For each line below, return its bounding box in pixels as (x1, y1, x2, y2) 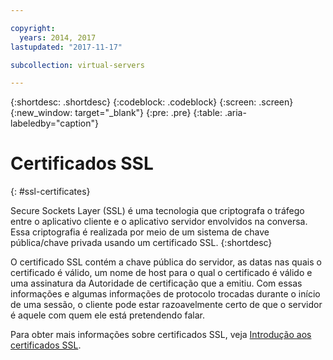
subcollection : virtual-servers (10, 60, 145, 70)
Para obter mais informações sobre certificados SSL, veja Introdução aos (10, 329, 312, 341)
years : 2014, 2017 (19, 32, 97, 43)
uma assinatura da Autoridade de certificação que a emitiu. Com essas (10, 277, 303, 290)
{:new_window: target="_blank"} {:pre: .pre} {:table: (10, 107, 223, 119)
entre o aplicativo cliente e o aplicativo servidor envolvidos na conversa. (10, 216, 308, 228)
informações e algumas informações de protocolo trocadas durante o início (10, 288, 321, 300)
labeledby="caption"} (10, 117, 99, 130)
